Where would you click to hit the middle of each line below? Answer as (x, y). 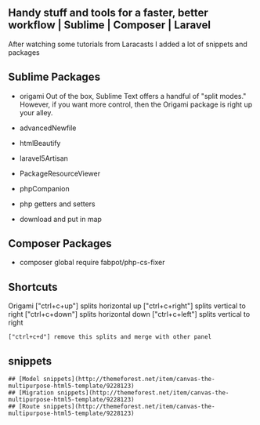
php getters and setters (57, 204)
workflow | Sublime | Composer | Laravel (110, 25)
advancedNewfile (48, 128)
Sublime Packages (54, 77)
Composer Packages (60, 243)
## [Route (24, 407)
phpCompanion (45, 188)
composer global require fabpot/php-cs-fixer (92, 263)
